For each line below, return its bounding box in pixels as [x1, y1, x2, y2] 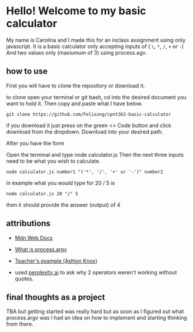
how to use [6, 67, 48, 77]
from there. [6, 321, 34, 328]
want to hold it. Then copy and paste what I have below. [6, 100, 143, 107]
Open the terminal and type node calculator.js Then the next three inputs [6, 151, 184, 158]
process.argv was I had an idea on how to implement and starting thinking [6, 314, 187, 321]
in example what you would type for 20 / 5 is [6, 179, 115, 186]
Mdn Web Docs [14, 234, 53, 241]
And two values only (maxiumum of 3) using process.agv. [6, 49, 147, 56]
